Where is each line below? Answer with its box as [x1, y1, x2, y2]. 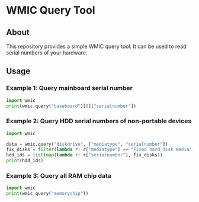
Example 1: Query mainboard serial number [6, 84, 133, 92]
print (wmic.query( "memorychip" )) [6, 191, 89, 197]
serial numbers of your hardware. [6, 49, 88, 56]
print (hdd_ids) [6, 158, 44, 163]
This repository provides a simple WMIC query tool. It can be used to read [6, 43, 187, 50]
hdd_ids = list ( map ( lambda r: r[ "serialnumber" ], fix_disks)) [6, 152, 163, 158]
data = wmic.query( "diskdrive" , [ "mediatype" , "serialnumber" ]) [6, 141, 168, 147]
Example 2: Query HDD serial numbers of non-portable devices [6, 117, 192, 125]
